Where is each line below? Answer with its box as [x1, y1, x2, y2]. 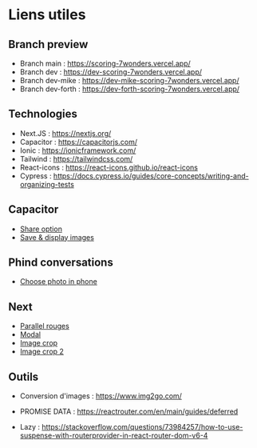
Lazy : [19, 422, 41, 432]
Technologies [8, 107, 78, 121]
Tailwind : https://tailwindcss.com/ [19, 154, 133, 163]
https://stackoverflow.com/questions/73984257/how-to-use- [42, 422, 243, 432]
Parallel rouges [19, 322, 69, 331]
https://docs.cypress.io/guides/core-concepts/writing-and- [53, 170, 249, 181]
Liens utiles [8, 6, 86, 24]
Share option [19, 224, 62, 234]
